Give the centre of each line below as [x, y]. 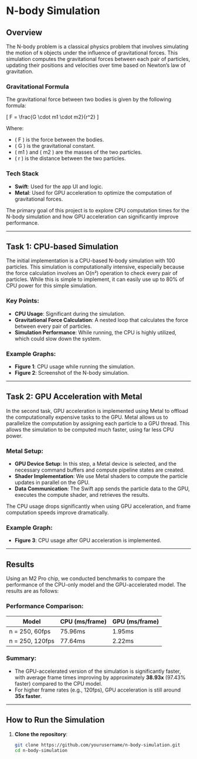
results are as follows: [33, 591]
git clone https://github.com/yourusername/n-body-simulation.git [97, 745]
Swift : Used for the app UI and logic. [59, 187]
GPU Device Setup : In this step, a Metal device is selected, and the [96, 464]
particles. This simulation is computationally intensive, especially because [95, 267]
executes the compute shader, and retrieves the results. [82, 495]
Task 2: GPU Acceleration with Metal [74, 397]
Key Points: [23, 301]
